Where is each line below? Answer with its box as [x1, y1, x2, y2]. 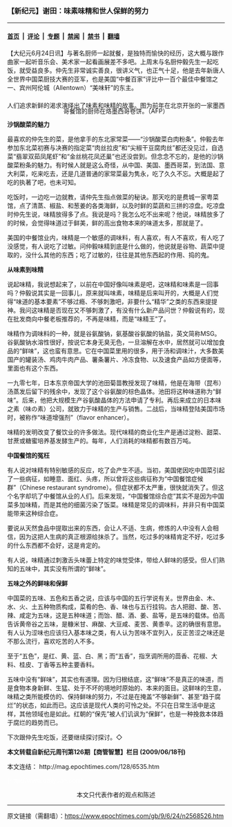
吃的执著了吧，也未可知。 [7, 178, 80, 187]
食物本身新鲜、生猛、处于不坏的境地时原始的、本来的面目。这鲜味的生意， [12, 684, 225, 692]
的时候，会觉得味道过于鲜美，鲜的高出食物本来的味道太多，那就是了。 [7, 219, 207, 227]
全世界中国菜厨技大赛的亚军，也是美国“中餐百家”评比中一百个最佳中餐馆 [7, 75, 213, 83]
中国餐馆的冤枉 [7, 452, 50, 460]
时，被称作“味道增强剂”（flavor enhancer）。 [7, 413, 133, 422]
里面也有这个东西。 [7, 364, 62, 373]
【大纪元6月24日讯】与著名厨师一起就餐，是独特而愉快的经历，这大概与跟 [7, 48, 219, 57]
